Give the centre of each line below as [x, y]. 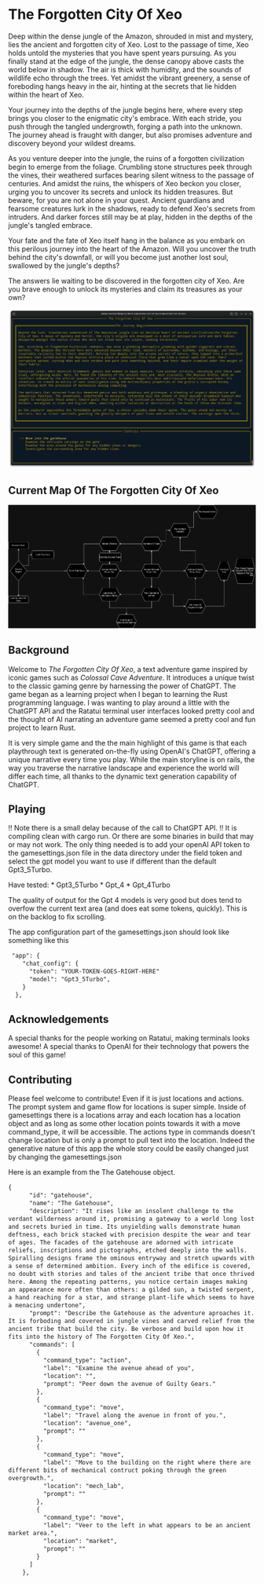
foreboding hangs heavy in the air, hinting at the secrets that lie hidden [123, 86]
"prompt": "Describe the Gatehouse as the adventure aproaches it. [142, 1314]
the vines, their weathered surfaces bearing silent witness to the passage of [131, 175]
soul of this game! [37, 1055]
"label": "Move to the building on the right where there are [147, 1463]
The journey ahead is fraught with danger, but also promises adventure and [130, 134]
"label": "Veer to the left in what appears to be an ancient [147, 1526]
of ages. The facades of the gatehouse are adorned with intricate [121, 1243]
